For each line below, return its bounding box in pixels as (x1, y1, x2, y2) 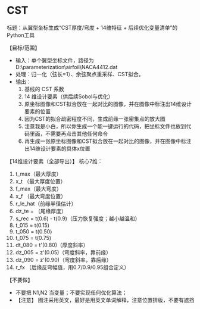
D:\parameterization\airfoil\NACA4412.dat (15, 63, 118, 70)
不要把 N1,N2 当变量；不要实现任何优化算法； (15, 289, 127, 296)
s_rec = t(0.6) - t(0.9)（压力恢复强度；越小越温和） (15, 215, 140, 222)
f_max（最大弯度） (15, 185, 62, 192)
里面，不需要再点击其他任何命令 (29, 130, 108, 137)
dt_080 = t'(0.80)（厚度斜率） (15, 241, 89, 248)
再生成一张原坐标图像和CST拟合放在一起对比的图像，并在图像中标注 (24, 138, 192, 145)
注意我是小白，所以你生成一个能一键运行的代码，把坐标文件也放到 (24, 123, 186, 130)
